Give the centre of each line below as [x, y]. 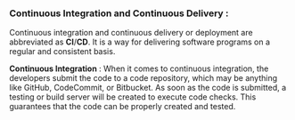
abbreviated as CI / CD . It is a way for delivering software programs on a [139, 42]
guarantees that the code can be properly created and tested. [123, 107]
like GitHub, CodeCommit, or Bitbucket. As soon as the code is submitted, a [148, 88]
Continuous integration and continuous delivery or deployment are [131, 33]
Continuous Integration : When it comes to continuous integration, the [139, 68]
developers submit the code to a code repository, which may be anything [143, 78]
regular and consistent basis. [62, 52]
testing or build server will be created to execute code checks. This [133, 97]
